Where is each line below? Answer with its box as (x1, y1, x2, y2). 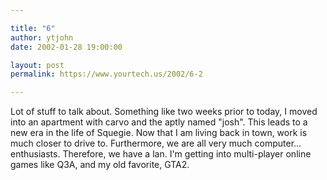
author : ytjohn (10, 32, 74, 43)
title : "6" (10, 23, 56, 33)
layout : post (10, 60, 65, 70)
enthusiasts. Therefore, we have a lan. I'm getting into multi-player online (10, 148, 312, 160)
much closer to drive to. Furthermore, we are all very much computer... (10, 137, 302, 150)
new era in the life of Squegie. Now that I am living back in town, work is (10, 127, 308, 139)
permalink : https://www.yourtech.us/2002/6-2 (10, 69, 203, 80)
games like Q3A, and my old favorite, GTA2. (10, 159, 190, 171)
